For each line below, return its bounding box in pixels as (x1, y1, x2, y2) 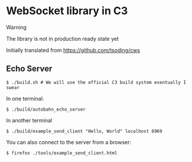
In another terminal (6, 116, 52, 124)
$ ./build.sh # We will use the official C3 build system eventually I (6, 79, 186, 85)
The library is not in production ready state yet (6, 35, 119, 42)
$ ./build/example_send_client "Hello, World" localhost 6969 (6, 128, 162, 134)
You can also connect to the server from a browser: (6, 138, 132, 145)
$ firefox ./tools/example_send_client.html (6, 150, 118, 156)
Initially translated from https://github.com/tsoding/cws (6, 46, 141, 54)
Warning (6, 24, 27, 31)
